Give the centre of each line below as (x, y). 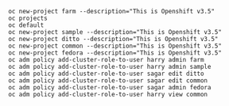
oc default (26, 25)
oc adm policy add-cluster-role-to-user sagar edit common (108, 81)
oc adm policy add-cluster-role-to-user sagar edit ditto (106, 74)
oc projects (28, 18)
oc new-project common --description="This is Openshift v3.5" (115, 46)
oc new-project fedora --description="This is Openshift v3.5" (115, 53)
